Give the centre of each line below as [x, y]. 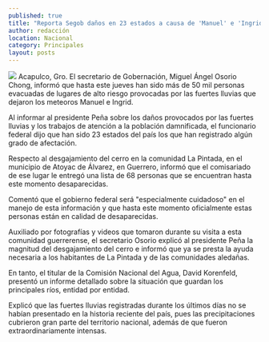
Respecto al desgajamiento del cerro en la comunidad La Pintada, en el [125, 158]
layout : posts [32, 53]
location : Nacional [41, 38]
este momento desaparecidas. [58, 184]
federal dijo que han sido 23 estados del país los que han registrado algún [130, 134]
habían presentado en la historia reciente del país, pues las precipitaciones [132, 314]
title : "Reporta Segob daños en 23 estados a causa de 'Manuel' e [121, 23]
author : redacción [39, 30]
